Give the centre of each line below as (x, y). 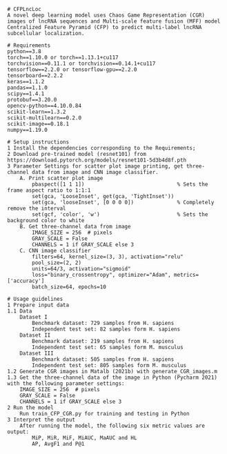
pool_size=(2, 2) (57, 263)
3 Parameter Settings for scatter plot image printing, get (96, 166)
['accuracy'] (26, 281)
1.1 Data (20, 311)
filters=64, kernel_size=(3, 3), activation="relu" (108, 257)
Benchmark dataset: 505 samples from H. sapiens (103, 359)
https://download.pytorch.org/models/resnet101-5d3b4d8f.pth (97, 160)
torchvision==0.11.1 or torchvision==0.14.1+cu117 (81, 63)
